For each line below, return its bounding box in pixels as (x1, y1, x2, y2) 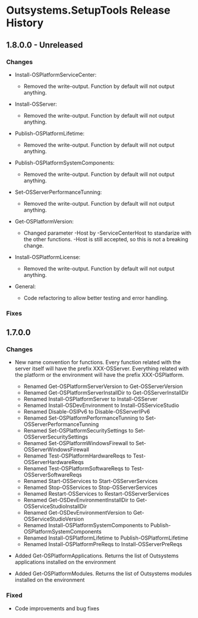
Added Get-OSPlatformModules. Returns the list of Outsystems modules (14, 570, 192, 577)
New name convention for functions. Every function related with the (14, 359, 181, 366)
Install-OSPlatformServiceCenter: (14, 71, 97, 78)
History (6, 16, 44, 30)
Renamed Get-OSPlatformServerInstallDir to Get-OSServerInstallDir (23, 389, 189, 396)
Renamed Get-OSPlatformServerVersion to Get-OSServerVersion (23, 383, 183, 390)
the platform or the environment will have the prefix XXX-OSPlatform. (14, 371, 184, 379)
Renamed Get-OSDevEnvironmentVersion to (23, 509, 132, 516)
